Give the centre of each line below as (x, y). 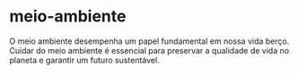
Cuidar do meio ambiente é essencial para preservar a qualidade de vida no (149, 50)
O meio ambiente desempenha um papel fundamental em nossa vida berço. (149, 41)
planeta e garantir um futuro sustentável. (84, 60)
